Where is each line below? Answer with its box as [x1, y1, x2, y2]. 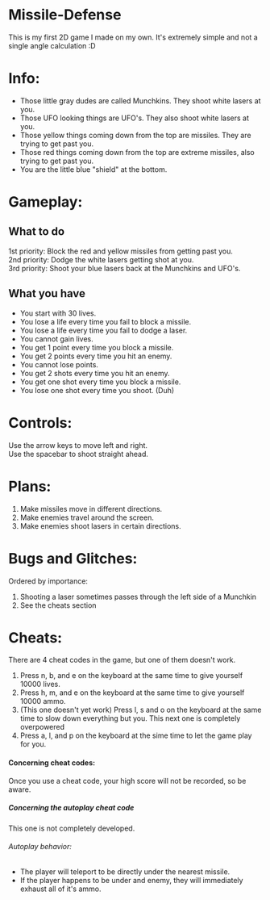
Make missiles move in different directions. [19, 504, 163, 513]
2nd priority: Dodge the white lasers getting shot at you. [8, 254, 194, 264]
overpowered [19, 722, 65, 732]
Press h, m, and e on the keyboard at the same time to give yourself [19, 688, 245, 697]
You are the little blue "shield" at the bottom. [19, 164, 168, 174]
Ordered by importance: [8, 576, 89, 586]
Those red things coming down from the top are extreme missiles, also [19, 147, 255, 157]
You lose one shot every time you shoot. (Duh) [19, 385, 175, 395]
